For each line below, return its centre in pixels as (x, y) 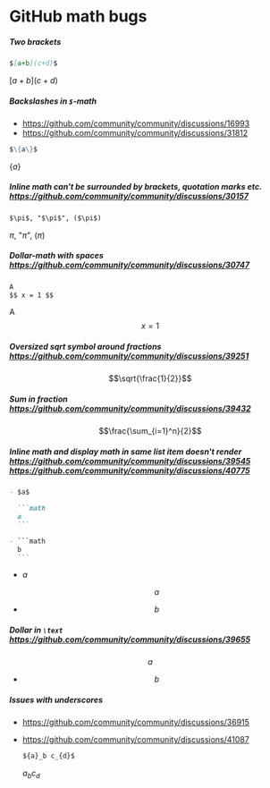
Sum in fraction (39, 399)
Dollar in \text (36, 630)
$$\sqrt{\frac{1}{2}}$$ (150, 378)
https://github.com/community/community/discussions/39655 (130, 640)
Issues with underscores (56, 700)
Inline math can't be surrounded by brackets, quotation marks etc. (135, 187)
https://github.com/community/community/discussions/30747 (130, 265)
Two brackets (35, 41)
